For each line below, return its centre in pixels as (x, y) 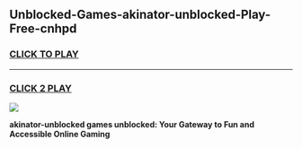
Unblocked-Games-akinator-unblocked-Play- (140, 15)
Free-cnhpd (43, 29)
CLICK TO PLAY (44, 55)
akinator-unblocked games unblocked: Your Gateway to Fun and (132, 124)
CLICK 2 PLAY (40, 88)
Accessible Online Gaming (60, 134)
